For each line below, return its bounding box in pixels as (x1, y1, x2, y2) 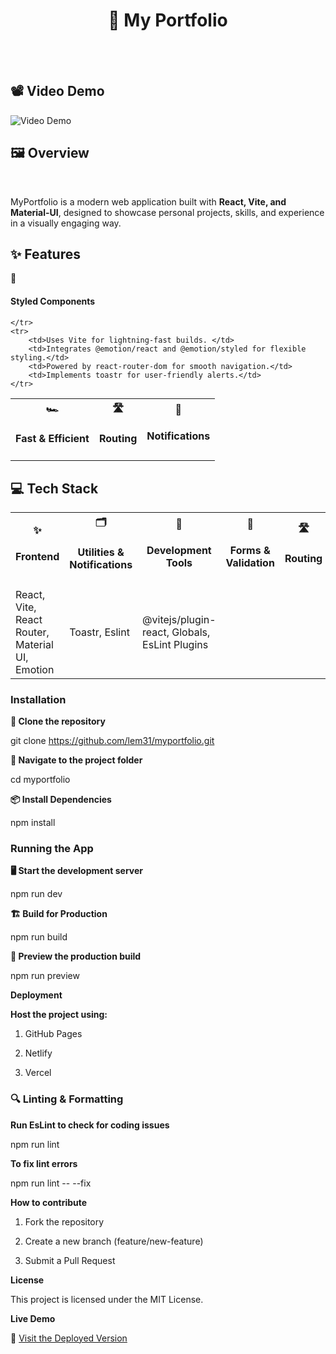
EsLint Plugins (142, 637, 209, 651)
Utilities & (77, 545, 125, 559)
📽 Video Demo (10, 83, 105, 100)
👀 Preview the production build (10, 950, 142, 963)
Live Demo (10, 1312, 56, 1324)
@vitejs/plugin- (142, 612, 217, 626)
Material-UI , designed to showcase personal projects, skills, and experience (10, 206, 325, 218)
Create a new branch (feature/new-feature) (24, 1235, 204, 1247)
